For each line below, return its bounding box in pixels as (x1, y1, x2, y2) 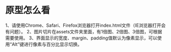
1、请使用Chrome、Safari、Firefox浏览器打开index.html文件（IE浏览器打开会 (5, 22, 166, 28)
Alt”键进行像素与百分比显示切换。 (12, 41, 83, 47)
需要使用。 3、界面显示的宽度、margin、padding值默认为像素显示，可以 (5, 35, 157, 41)
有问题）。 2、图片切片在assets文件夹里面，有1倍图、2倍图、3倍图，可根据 (5, 28, 162, 34)
